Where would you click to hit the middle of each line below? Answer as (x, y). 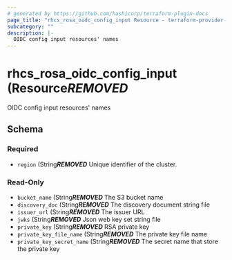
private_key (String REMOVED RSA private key (83, 227)
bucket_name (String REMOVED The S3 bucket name (90, 198)
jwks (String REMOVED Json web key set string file (89, 220)
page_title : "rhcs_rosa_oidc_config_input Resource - (86, 20)
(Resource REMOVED (68, 88)
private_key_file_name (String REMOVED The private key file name (112, 234)
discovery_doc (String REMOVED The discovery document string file (114, 205)
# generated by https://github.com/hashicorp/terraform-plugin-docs (108, 14)
